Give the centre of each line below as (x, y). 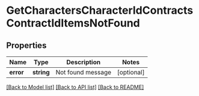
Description (84, 62)
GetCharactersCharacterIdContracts (100, 10)
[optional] (131, 72)
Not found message (84, 72)
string (41, 72)
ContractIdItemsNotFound (73, 23)
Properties (26, 45)
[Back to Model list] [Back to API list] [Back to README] (75, 87)
